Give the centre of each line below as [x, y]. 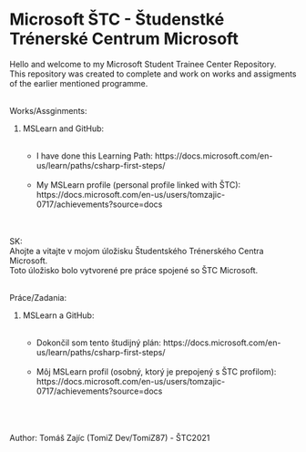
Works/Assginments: [48, 110]
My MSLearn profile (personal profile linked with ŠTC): [138, 185]
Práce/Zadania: [38, 297]
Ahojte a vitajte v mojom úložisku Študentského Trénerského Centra [137, 251]
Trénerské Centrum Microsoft [124, 39]
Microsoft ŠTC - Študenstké [117, 20]
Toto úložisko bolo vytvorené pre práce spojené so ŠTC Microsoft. [134, 270]
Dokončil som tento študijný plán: [99, 343]
